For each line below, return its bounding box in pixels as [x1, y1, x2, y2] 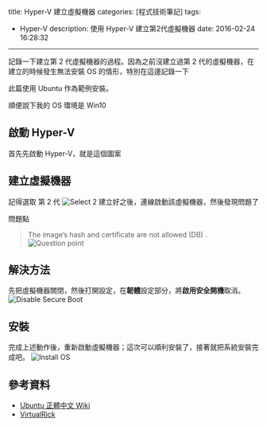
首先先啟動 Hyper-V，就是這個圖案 [8, 148, 122, 158]
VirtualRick [19, 409, 56, 420]
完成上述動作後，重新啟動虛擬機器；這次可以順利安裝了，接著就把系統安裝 [8, 342, 252, 352]
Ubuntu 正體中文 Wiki [19, 401, 91, 410]
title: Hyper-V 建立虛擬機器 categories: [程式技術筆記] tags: [8, 7, 201, 16]
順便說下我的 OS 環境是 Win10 [8, 100, 106, 110]
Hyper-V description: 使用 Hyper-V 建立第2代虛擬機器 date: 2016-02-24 [19, 24, 256, 33]
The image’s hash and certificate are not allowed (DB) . [27, 229, 208, 239]
